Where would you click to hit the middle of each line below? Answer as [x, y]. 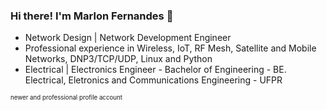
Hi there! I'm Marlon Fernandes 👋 [92, 16]
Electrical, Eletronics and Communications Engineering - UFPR [153, 80]
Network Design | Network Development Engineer [128, 38]
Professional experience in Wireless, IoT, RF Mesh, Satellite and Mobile [170, 48]
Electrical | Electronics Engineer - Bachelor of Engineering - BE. [155, 70]
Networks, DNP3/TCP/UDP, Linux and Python [118, 59]
